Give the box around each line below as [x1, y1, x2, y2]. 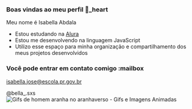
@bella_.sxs [6, 89, 36, 96]
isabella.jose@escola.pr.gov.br [6, 77, 82, 85]
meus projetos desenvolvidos [14, 49, 88, 57]
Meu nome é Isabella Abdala [6, 19, 77, 26]
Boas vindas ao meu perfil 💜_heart [6, 5, 109, 14]
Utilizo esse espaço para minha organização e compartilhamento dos [14, 43, 187, 50]
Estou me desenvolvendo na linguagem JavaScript [14, 37, 140, 44]
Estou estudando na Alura [14, 30, 79, 38]
